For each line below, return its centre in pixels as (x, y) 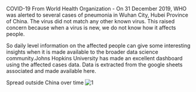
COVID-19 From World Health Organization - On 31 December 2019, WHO (97, 9)
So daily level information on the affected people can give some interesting (98, 45)
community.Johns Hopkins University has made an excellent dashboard (94, 58)
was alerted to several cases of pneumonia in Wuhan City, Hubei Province (97, 15)
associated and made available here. (51, 71)
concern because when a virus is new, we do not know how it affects (91, 27)
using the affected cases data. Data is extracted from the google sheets (94, 65)
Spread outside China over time (45, 82)
